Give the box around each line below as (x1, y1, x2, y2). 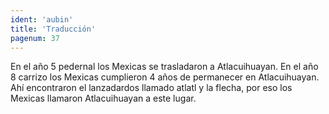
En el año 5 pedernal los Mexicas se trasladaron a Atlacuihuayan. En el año (10, 61, 319, 73)
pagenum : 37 (10, 33, 60, 43)
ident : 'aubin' (10, 14, 74, 25)
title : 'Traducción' (10, 24, 97, 34)
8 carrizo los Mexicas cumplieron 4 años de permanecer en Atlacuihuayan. (10, 71, 320, 83)
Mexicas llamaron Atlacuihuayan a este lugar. (10, 92, 197, 105)
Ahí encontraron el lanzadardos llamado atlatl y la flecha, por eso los (10, 82, 293, 94)
